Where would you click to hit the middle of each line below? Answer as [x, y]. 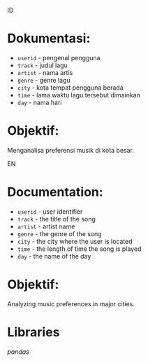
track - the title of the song [57, 219]
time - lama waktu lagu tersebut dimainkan [79, 95]
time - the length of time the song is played [79, 249]
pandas [18, 351]
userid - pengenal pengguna [59, 57]
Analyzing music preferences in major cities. [71, 303]
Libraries [34, 332]
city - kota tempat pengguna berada [70, 88]
